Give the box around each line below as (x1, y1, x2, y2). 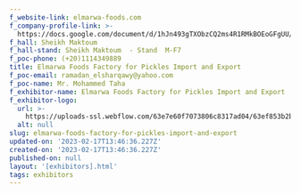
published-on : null (9, 153, 82, 163)
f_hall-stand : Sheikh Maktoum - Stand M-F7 (9, 46, 181, 55)
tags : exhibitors (9, 170, 74, 179)
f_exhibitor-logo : (9, 95, 78, 105)
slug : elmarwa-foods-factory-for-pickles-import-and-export (9, 129, 238, 138)
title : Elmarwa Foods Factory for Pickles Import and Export (9, 63, 242, 72)
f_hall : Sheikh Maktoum (9, 37, 98, 47)
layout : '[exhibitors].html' (9, 162, 118, 171)
